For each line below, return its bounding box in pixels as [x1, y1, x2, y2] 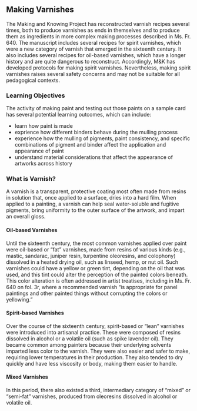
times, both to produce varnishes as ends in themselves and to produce [6, 26, 181, 34]
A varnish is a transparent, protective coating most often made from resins [6, 188, 186, 195]
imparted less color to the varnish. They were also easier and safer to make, [6, 347, 190, 354]
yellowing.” [6, 296, 33, 303]
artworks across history [14, 160, 72, 167]
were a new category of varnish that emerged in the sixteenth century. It [6, 45, 182, 52]
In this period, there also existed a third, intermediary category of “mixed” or [6, 387, 191, 394]
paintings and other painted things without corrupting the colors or [6, 290, 168, 297]
